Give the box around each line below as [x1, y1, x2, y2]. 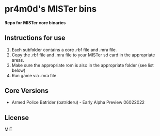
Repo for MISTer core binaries [4, 19, 66, 25]
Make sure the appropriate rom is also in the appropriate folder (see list [11, 62, 154, 68]
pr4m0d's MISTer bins [4, 3, 97, 15]
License [4, 113, 29, 122]
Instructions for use [4, 34, 66, 42]
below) [11, 67, 26, 73]
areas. [11, 57, 25, 63]
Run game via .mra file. [11, 72, 58, 78]
